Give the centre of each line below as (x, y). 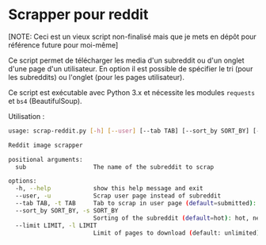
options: (23, 181)
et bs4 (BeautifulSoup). (45, 101)
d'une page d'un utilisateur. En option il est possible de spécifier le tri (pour (131, 68)
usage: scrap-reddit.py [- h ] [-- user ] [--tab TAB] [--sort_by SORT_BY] (129, 131)
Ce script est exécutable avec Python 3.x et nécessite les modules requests (132, 92)
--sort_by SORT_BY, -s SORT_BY (67, 211)
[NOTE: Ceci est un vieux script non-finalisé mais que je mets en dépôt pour (133, 36)
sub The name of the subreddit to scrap (115, 167)
